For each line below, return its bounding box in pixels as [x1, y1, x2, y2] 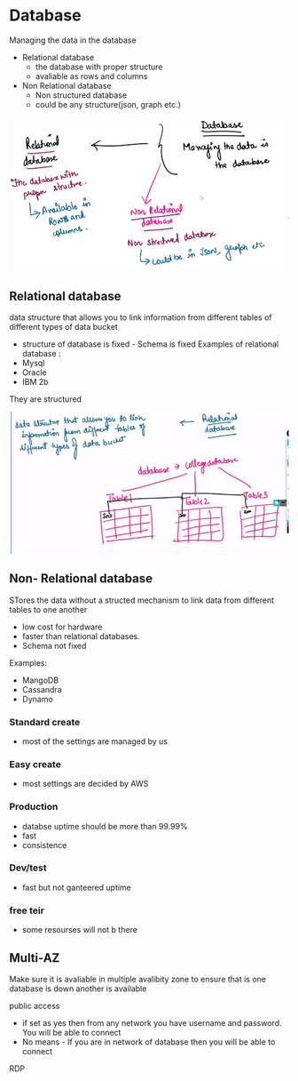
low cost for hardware [21, 621, 103, 632]
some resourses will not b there [21, 925, 137, 935]
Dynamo [21, 693, 53, 704]
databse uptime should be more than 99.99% [21, 821, 188, 831]
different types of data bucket [9, 322, 118, 332]
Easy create [9, 757, 62, 770]
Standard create [9, 716, 81, 728]
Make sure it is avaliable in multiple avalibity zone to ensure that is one [9, 973, 267, 984]
